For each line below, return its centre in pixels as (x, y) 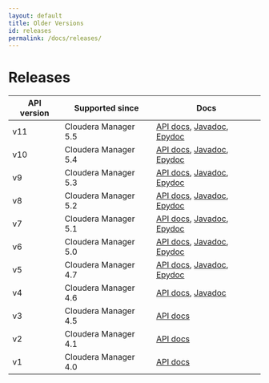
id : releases (30, 30)
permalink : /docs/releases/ (55, 38)
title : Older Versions (46, 23)
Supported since (106, 108)
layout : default (35, 16)
